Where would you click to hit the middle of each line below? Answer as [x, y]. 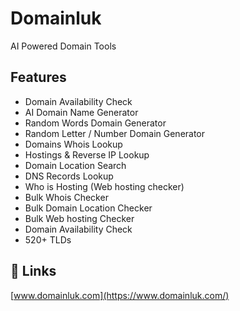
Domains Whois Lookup [73, 144]
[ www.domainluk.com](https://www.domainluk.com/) [120, 295]
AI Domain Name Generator [81, 112]
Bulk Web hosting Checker [79, 218]
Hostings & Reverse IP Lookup [87, 154]
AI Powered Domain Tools [63, 46]
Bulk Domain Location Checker [88, 208]
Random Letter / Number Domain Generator [115, 133]
